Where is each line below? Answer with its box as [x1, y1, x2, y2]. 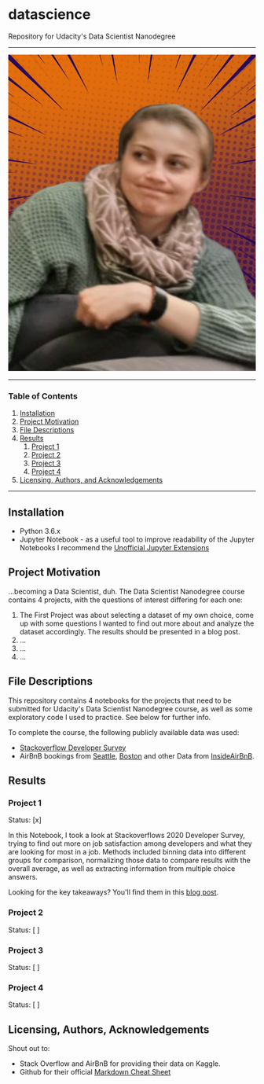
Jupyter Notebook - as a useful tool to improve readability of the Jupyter [19, 535, 255, 544]
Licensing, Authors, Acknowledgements [8, 1023, 210, 1036]
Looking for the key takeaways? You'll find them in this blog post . [8, 887, 219, 897]
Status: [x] [8, 815, 42, 825]
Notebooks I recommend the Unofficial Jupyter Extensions [19, 542, 210, 552]
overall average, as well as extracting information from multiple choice [8, 864, 236, 873]
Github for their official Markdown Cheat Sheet [19, 1067, 171, 1076]
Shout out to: [8, 1043, 50, 1053]
